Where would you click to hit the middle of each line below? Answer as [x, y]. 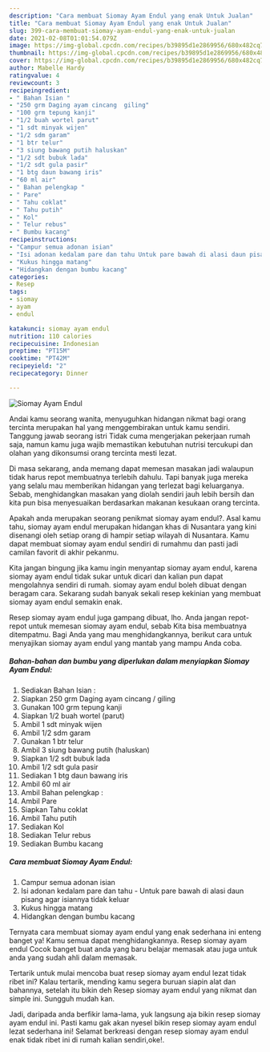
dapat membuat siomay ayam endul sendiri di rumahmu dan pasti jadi [124, 543]
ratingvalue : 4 [34, 75]
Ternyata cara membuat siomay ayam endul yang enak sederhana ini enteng [135, 932]
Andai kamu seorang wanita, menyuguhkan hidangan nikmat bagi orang [128, 419]
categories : [29, 277]
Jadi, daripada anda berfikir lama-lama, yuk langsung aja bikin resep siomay [135, 1014]
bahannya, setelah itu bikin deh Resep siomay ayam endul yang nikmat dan [133, 990]
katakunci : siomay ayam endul [60, 329]
